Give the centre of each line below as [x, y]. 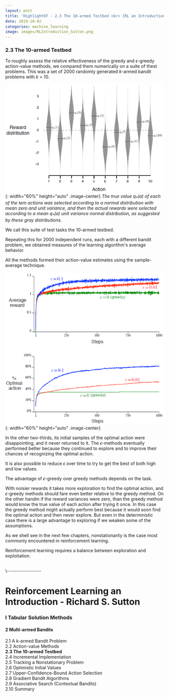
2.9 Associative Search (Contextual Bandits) [51, 683]
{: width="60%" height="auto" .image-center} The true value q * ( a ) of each [83, 197]
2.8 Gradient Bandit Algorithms [37, 678]
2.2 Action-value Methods [32, 646]
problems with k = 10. [27, 77]
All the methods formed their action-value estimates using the [69, 260]
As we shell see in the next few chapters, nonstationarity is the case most [81, 536]
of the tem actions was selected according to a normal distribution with [79, 203]
